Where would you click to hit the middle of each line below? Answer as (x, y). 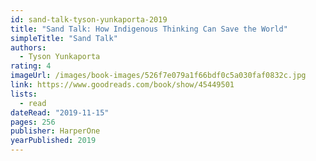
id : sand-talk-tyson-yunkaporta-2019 (89, 19)
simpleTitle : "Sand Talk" (64, 38)
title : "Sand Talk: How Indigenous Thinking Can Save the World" (149, 29)
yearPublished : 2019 (53, 141)
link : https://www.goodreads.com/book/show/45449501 (122, 85)
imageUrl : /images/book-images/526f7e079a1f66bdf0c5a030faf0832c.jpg (158, 76)
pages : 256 (33, 122)
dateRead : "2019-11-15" (60, 112)
